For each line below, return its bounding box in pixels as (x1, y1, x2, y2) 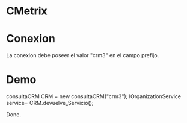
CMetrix (6, 4, 48, 18)
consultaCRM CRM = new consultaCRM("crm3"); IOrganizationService (6, 93, 182, 100)
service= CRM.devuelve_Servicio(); (6, 99, 94, 107)
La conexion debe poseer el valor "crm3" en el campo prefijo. (6, 52, 159, 59)
